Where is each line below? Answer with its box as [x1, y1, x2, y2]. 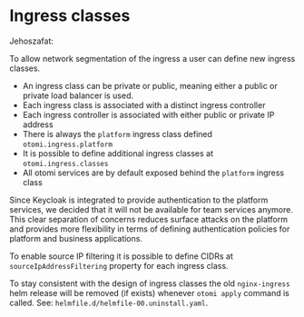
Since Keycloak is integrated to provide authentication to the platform [9, 194, 269, 205]
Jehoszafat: [9, 35, 54, 46]
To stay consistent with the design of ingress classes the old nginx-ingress [9, 278, 290, 289]
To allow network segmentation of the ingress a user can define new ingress [9, 53, 296, 64]
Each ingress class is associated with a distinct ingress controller [22, 99, 266, 110]
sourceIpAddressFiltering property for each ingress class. [9, 260, 229, 271]
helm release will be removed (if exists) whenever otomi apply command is [9, 287, 290, 298]
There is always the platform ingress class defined [22, 128, 213, 139]
